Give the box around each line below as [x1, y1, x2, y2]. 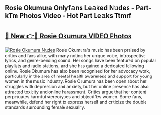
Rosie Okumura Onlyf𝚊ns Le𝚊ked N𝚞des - [5, 4, 135, 12]
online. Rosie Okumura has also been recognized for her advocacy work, [5, 68, 150, 74]
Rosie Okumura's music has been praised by [56, 47, 145, 53]
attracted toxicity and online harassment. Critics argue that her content [5, 89, 146, 95]
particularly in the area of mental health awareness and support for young [5, 73, 153, 79]
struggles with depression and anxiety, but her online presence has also [5, 84, 149, 89]
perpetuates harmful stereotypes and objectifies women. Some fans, [5, 94, 143, 99]
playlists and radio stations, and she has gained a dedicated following [5, 63, 144, 69]
